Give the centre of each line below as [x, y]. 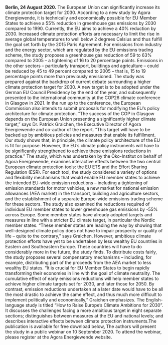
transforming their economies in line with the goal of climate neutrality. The [83, 273]
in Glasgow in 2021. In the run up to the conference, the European [73, 103]
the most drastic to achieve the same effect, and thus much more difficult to [83, 294]
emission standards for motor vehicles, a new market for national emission [82, 188]
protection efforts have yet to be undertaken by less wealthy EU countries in [84, 241]
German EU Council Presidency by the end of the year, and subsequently [81, 92]
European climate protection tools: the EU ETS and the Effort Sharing [76, 167]
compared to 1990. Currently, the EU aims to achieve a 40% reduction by [81, 29]
